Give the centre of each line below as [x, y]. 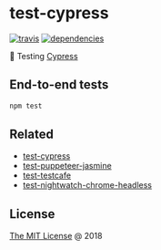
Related [32, 135]
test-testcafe [46, 175]
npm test [26, 106]
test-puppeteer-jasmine [67, 166]
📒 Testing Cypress [44, 56]
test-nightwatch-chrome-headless [87, 185]
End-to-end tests [59, 85]
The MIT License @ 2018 [56, 236]
